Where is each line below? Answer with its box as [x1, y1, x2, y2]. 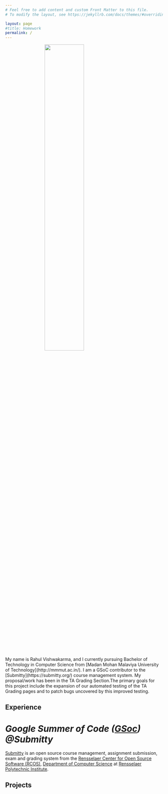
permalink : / [5, 31, 32, 36]
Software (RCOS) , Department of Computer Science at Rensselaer [5, 761, 141, 767]
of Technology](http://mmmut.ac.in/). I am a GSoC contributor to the [5, 667, 146, 673]
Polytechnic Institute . [5, 766, 49, 772]
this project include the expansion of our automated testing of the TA [5, 683, 147, 689]
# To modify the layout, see [5, 12, 66, 17]
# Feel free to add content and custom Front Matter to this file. [5, 7, 149, 13]
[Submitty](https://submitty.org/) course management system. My [5, 672, 141, 678]
